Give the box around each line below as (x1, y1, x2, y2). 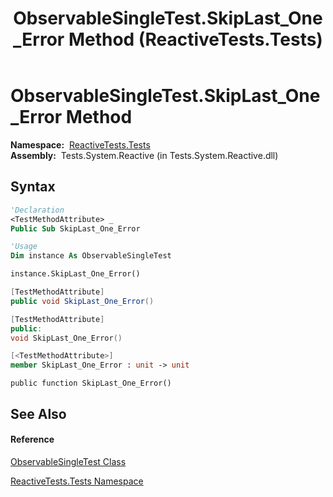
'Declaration (10, 205, 65, 215)
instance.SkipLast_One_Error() (10, 269, 141, 279)
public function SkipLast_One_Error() (10, 378, 172, 389)
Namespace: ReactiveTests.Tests (10, 138, 151, 151)
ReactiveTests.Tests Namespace (10, 475, 144, 487)
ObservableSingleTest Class (10, 455, 127, 467)
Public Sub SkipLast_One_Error (10, 223, 141, 234)
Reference (10, 433, 55, 446)
